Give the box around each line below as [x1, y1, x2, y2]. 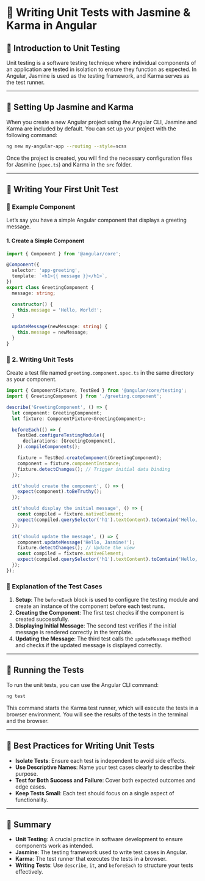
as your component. [6, 376, 57, 383]
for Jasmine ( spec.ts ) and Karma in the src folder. [6, 160, 132, 168]
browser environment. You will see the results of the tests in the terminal [6, 710, 188, 718]
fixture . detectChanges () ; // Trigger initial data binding [17, 466, 171, 472]
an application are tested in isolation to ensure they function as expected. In [6, 66, 197, 73]
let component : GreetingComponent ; [12, 410, 103, 416]
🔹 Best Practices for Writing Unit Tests [6, 741, 155, 751]
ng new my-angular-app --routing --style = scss [6, 143, 127, 149]
